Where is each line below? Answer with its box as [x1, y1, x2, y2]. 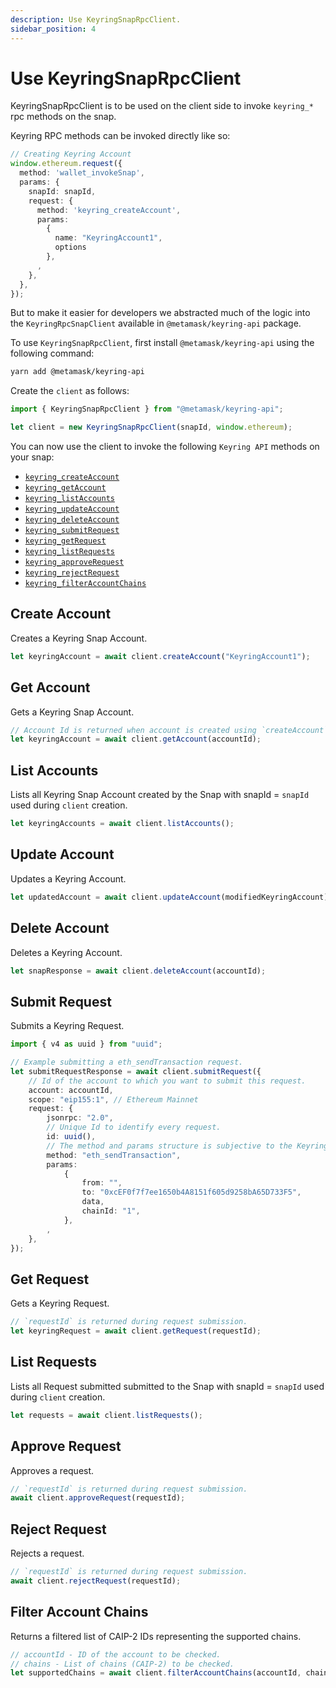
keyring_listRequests [24, 547, 115, 557]
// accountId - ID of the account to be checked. [10, 1649, 222, 1660]
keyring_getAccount [24, 483, 107, 493]
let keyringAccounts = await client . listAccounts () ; [10, 819, 235, 829]
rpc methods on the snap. [10, 111, 117, 123]
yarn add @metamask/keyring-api [10, 367, 145, 377]
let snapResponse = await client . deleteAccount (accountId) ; [10, 966, 267, 976]
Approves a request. [10, 1464, 95, 1476]
